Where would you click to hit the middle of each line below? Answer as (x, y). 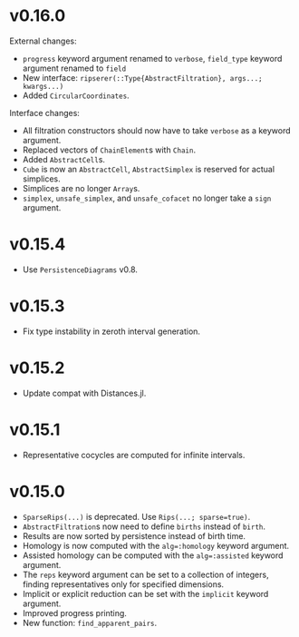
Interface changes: (44, 113)
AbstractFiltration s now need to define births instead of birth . (144, 526)
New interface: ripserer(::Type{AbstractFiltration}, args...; (142, 77)
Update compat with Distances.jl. (84, 393)
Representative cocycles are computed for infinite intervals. (134, 455)
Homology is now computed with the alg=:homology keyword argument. (156, 545)
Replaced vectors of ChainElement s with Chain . (109, 150)
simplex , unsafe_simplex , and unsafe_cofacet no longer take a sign (147, 198)
